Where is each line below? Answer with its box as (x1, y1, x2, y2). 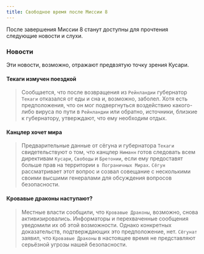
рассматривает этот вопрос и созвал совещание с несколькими (21, 168, 191, 175)
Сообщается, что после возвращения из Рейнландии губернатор (21, 89, 188, 96)
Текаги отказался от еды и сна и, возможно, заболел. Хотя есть (21, 95, 188, 102)
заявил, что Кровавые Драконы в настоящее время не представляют (21, 234, 196, 241)
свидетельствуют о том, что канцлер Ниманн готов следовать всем (21, 149, 195, 156)
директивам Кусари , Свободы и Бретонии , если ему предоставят (21, 155, 183, 162)
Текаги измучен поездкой (6, 75, 76, 82)
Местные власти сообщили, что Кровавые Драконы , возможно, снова (21, 208, 199, 216)
